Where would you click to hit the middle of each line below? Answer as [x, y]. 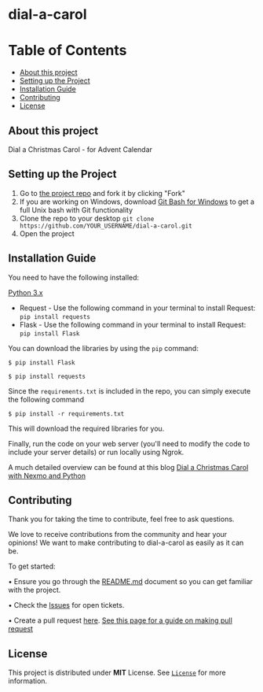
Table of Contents [68, 51]
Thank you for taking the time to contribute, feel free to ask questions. [121, 519]
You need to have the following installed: [74, 277]
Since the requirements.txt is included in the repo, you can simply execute [130, 390]
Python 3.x [26, 292]
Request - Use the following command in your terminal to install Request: [137, 308]
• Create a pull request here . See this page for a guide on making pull [121, 620]
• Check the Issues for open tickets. [66, 605]
